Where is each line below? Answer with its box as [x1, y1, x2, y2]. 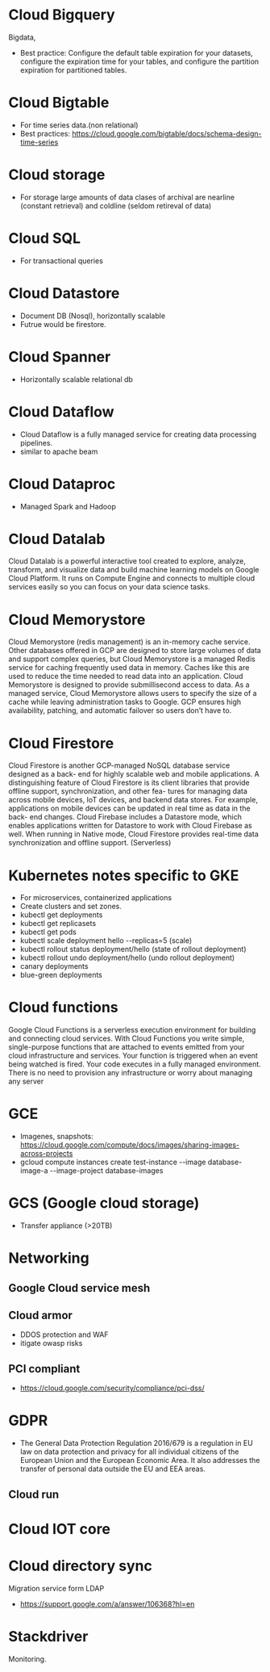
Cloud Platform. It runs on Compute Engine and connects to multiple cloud [8, 573, 255, 583]
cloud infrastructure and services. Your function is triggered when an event [8, 1051, 258, 1061]
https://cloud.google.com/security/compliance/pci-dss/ [19, 1383, 205, 1393]
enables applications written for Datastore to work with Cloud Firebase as [8, 821, 252, 831]
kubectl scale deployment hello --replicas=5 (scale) [19, 936, 193, 945]
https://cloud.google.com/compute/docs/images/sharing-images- [19, 1140, 240, 1150]
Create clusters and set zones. [19, 902, 123, 911]
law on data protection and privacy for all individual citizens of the [19, 1447, 239, 1456]
